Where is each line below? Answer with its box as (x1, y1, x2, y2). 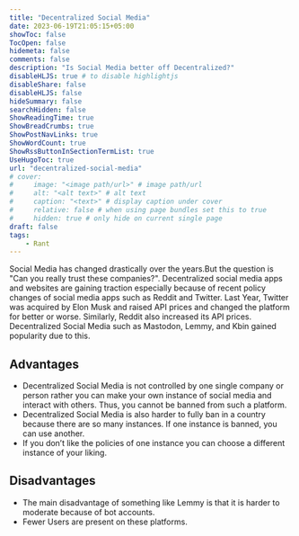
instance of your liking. (22, 447, 108, 459)
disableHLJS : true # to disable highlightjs (9, 72, 179, 81)
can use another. (22, 428, 85, 439)
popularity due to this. (9, 330, 91, 342)
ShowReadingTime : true (9, 113, 94, 122)
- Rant (25, 239, 50, 248)
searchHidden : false (9, 105, 87, 114)
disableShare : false (9, 80, 87, 89)
